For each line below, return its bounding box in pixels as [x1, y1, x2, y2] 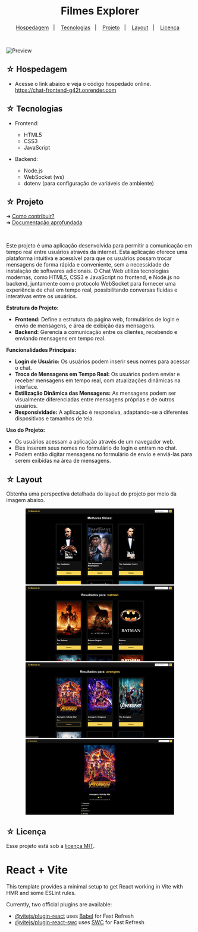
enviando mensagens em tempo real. [14, 335, 106, 342]
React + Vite [6, 863, 68, 877]
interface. [14, 383, 39, 391]
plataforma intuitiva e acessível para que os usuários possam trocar [6, 255, 172, 262]
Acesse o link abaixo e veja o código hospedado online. [14, 80, 152, 87]
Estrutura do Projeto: [6, 304, 59, 311]
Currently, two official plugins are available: [6, 901, 112, 908]
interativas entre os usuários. [6, 293, 77, 300]
